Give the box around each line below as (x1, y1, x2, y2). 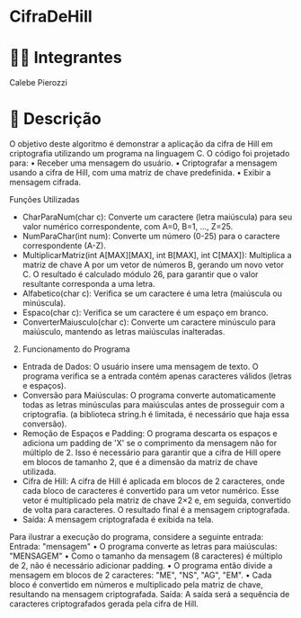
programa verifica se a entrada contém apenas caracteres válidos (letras (22, 371, 292, 381)
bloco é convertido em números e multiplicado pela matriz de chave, (9, 579, 263, 590)
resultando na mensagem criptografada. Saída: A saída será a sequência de (9, 589, 290, 600)
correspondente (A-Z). (22, 240, 106, 251)
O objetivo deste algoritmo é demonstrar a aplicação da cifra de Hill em (9, 139, 273, 149)
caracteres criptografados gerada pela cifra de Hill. (9, 598, 199, 609)
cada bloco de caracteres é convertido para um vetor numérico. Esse (22, 486, 279, 497)
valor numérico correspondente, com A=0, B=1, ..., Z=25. (22, 221, 234, 232)
